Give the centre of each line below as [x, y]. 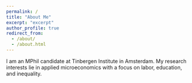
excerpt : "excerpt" [30, 22]
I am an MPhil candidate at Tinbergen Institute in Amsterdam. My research [97, 61]
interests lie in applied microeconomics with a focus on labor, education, [94, 67]
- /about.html [29, 45]
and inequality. [24, 74]
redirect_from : [25, 34]
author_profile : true [33, 28]
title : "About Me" [29, 17]
